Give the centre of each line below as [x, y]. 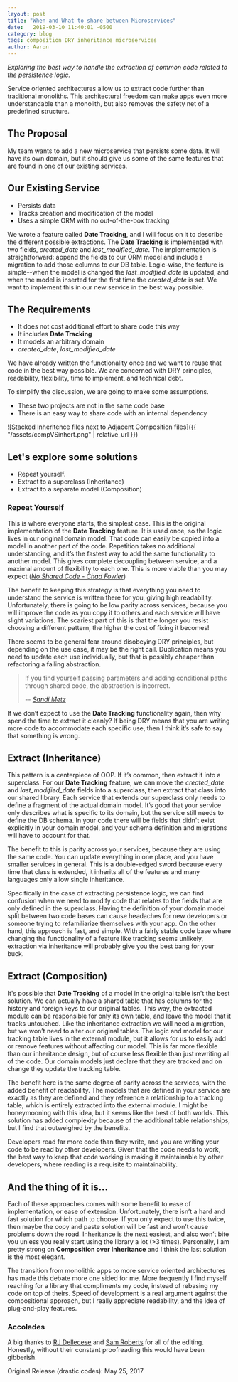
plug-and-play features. [42, 1308]
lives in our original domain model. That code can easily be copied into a [113, 538]
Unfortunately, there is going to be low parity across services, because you [117, 605]
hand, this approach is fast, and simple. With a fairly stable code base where [119, 931]
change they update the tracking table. [64, 1069]
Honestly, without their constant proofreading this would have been [106, 1350]
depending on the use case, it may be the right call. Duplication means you [117, 649]
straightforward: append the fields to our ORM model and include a [106, 257]
